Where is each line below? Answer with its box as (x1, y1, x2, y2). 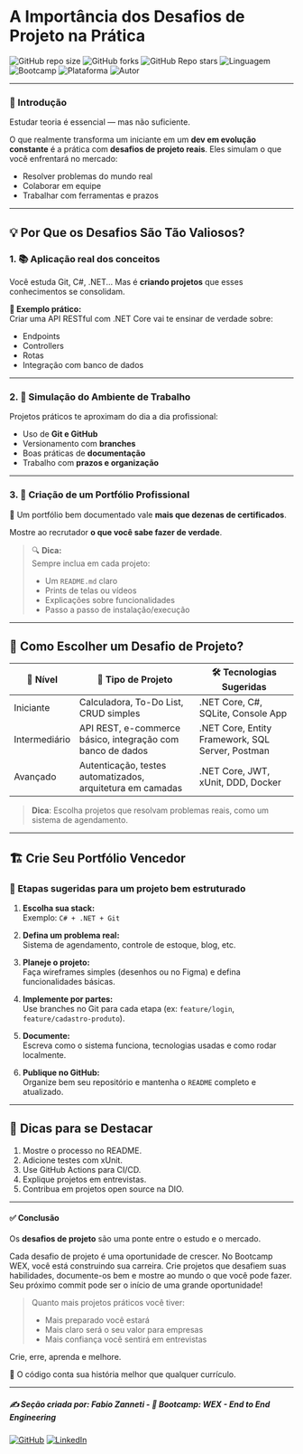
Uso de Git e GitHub (22, 429, 98, 439)
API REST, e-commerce (79, 722, 180, 734)
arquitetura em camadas (79, 782, 183, 795)
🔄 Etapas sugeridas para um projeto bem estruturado (9, 882, 246, 894)
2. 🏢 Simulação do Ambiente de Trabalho (9, 391, 191, 403)
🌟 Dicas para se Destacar (9, 1121, 153, 1137)
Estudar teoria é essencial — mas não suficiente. (9, 117, 191, 127)
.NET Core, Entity (198, 722, 272, 734)
